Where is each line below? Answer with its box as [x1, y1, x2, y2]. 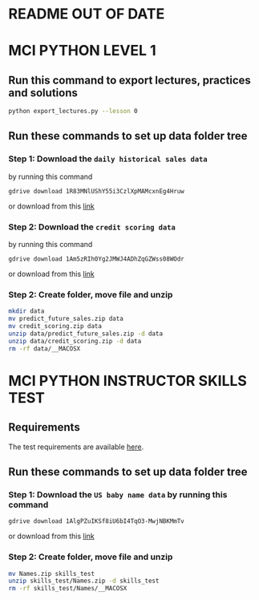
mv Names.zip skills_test [8, 570, 95, 578]
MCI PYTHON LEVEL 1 [8, 42, 156, 60]
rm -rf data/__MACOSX [8, 344, 81, 353]
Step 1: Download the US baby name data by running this [8, 489, 228, 500]
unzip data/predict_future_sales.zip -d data [8, 330, 163, 338]
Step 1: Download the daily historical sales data [8, 153, 208, 164]
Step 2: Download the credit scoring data [8, 221, 176, 233]
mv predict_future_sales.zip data [8, 314, 124, 323]
